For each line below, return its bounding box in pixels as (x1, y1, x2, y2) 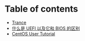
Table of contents (4, 3, 79, 15)
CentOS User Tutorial (11, 31, 55, 37)
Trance (11, 20, 27, 25)
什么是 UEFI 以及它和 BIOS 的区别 (11, 25, 80, 31)
